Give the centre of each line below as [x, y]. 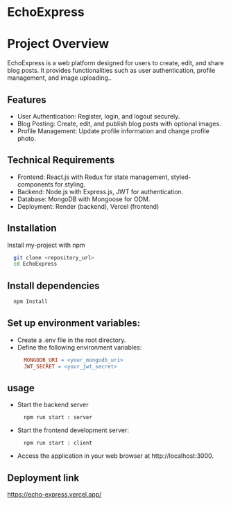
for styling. [70, 184]
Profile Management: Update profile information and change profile [113, 131]
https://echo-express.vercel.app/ [54, 495]
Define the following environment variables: [79, 347]
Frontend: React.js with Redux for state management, [93, 177]
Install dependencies [53, 285]
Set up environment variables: [74, 323]
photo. [26, 138]
